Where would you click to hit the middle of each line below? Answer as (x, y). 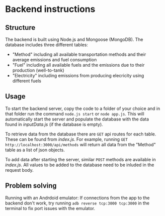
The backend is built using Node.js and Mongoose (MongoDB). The (74, 39)
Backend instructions (50, 9)
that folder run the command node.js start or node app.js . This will (75, 113)
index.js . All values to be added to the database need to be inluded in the (80, 165)
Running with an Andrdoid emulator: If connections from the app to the (78, 198)
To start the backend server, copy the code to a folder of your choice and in (83, 108)
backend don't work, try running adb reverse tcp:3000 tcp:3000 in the (77, 203)
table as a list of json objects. (35, 150)
